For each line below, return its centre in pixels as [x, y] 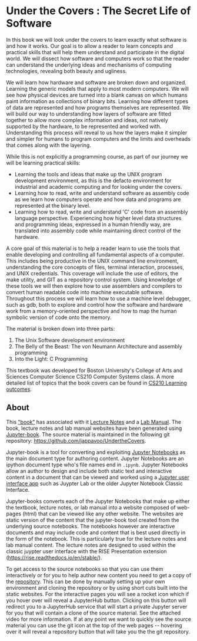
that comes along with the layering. [49, 145]
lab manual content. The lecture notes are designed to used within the [91, 545]
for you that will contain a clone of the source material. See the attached [94, 613]
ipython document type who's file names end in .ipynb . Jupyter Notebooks [97, 465]
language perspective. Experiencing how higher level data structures [98, 218]
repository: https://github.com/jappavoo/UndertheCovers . [76, 441]
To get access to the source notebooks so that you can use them [85, 569]
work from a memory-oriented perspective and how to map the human [91, 311]
